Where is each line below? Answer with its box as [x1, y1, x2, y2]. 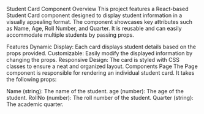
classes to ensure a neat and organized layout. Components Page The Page [6, 63, 198, 70]
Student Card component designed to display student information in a [6, 12, 183, 19]
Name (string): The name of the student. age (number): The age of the [6, 88, 184, 94]
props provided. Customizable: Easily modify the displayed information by [6, 50, 193, 57]
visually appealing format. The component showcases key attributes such [6, 18, 193, 25]
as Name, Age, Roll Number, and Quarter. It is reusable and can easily [6, 25, 182, 32]
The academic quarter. [6, 101, 64, 108]
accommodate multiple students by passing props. [6, 31, 134, 39]
